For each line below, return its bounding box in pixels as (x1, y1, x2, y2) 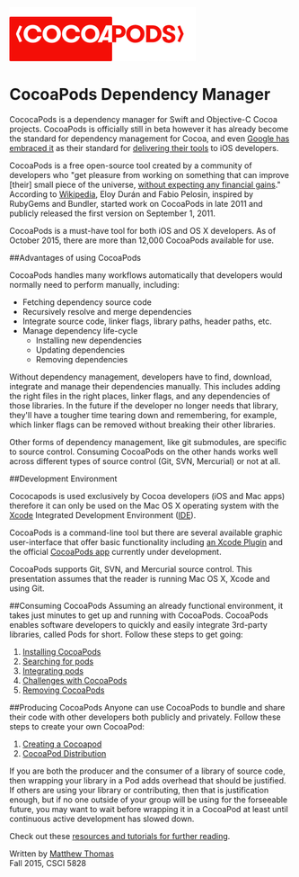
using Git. (9, 583, 45, 594)
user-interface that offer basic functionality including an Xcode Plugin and (9, 536, 283, 547)
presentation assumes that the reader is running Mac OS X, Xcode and (9, 573, 271, 584)
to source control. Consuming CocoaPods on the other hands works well (9, 446, 278, 457)
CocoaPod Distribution (22, 747, 107, 758)
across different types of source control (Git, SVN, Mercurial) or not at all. (9, 455, 281, 466)
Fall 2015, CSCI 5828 (9, 857, 87, 868)
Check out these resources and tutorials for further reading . (9, 830, 231, 841)
